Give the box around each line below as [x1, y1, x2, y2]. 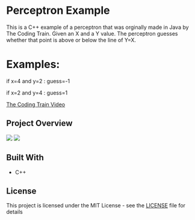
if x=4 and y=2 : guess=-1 [6, 77, 70, 84]
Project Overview [6, 118, 73, 128]
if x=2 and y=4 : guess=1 [6, 89, 68, 96]
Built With [6, 152, 44, 163]
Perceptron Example [6, 4, 110, 17]
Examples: [6, 58, 60, 71]
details [6, 209, 23, 216]
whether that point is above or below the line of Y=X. [6, 36, 137, 43]
